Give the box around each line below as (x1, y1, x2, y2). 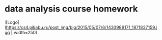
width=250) (13, 29, 38, 35)
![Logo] (4, 19, 20, 25)
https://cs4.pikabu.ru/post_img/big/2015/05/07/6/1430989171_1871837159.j (6, 24, 158, 30)
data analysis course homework (4, 3, 138, 14)
